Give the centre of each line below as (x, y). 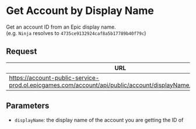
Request (22, 52)
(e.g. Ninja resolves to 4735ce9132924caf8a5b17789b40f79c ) (76, 33)
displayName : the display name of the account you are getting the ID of (99, 120)
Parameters (28, 106)
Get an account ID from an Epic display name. (61, 27)
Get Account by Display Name (80, 11)
